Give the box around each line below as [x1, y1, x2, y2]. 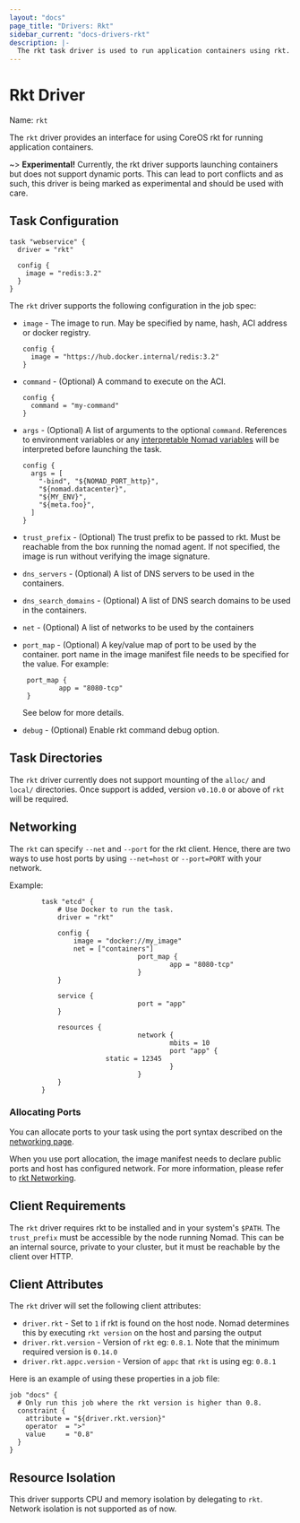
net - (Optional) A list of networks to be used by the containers [21, 622, 254, 632]
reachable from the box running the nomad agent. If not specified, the [21, 541, 280, 552]
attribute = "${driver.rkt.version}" [25, 1414, 167, 1423]
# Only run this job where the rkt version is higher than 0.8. [17, 1398, 262, 1408]
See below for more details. [21, 707, 124, 718]
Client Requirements [9, 1198, 126, 1214]
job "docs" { [9, 1391, 58, 1400]
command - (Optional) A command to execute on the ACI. [21, 376, 227, 387]
